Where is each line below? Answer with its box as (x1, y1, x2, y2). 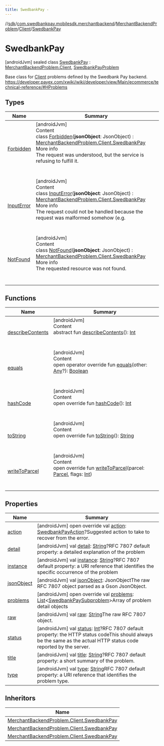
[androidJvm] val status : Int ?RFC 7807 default (37, 625, 144, 632)
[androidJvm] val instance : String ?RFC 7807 (37, 557, 140, 563)
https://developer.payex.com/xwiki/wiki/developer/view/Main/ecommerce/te (5, 79, 159, 85)
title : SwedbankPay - (5, 7, 49, 12)
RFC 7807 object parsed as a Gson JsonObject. (37, 583, 147, 590)
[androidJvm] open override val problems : (37, 591, 134, 597)
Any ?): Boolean (53, 368, 88, 374)
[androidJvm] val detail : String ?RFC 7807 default (37, 543, 150, 549)
